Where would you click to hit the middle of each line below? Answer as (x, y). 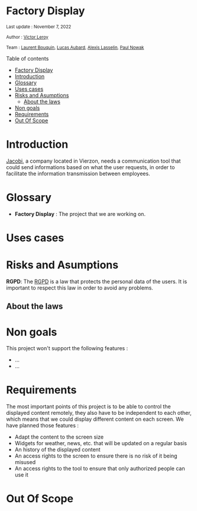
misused (25, 462)
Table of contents (28, 58)
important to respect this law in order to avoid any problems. (80, 288)
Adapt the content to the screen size (59, 437)
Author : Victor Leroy (27, 37)
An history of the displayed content (57, 450)
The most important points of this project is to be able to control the (88, 407)
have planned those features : (42, 426)
